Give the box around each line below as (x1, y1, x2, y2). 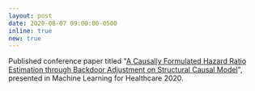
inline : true (8, 27, 53, 35)
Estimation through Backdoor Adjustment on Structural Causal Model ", (8, 65, 243, 75)
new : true (8, 34, 42, 43)
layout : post (8, 11, 53, 20)
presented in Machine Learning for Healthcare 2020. (8, 73, 184, 83)
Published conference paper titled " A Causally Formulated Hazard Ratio (8, 56, 247, 66)
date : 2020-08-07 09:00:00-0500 (8, 19, 117, 27)
